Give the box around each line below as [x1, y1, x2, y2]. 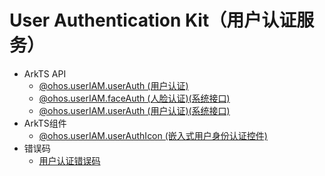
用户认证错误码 [38, 154, 101, 166]
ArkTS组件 [23, 117, 67, 129]
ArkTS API [23, 67, 67, 80]
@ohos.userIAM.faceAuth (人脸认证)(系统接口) [38, 92, 231, 104]
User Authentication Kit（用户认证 [9, 9, 297, 32]
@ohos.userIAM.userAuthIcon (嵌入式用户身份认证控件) [38, 129, 268, 141]
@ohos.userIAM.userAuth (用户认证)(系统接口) [38, 104, 231, 116]
